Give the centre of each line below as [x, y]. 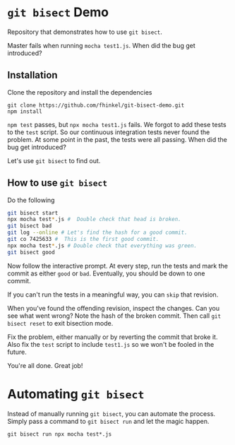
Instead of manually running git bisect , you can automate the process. [112, 413]
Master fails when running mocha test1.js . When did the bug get [101, 45]
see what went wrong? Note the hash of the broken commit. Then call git [114, 316]
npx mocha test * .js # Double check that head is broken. [94, 220]
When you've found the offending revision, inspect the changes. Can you [114, 308]
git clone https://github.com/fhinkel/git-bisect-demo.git [96, 105]
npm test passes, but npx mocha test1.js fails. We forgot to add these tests [117, 124]
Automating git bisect [76, 394]
